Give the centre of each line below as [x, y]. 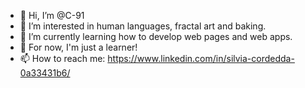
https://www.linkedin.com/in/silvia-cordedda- [201, 58]
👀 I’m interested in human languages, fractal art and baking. [143, 26]
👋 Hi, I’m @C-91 [52, 15]
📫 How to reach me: [62, 58]
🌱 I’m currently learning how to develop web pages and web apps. [156, 36]
